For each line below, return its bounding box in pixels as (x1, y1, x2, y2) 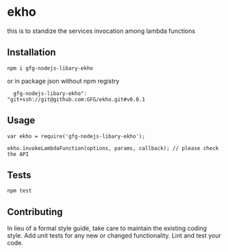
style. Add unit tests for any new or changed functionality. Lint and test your (7, 231, 221, 240)
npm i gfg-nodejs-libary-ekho (7, 64, 94, 72)
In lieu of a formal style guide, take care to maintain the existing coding (7, 224, 207, 233)
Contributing (7, 206, 63, 218)
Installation (7, 47, 56, 58)
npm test (7, 188, 32, 194)
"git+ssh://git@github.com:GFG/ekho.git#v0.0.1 (7, 96, 146, 103)
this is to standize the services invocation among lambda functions (7, 27, 196, 35)
